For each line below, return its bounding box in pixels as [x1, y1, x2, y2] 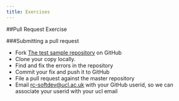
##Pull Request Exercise [6, 25, 67, 33]
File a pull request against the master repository [15, 74, 135, 82]
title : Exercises [6, 8, 50, 15]
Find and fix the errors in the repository [15, 62, 113, 69]
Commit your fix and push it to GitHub [15, 68, 110, 76]
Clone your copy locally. [15, 55, 76, 62]
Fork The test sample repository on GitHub [15, 49, 122, 56]
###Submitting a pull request [6, 37, 79, 44]
